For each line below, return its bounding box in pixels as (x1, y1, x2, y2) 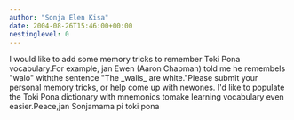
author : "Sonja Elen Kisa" (9, 12, 109, 22)
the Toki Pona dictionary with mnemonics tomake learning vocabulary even (9, 92, 284, 102)
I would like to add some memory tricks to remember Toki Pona (9, 54, 241, 65)
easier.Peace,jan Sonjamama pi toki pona (9, 101, 160, 112)
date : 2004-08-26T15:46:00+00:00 (9, 21, 133, 30)
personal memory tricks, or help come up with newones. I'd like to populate (9, 82, 285, 93)
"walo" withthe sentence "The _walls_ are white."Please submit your (9, 73, 258, 84)
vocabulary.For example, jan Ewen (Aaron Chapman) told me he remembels (9, 63, 286, 74)
